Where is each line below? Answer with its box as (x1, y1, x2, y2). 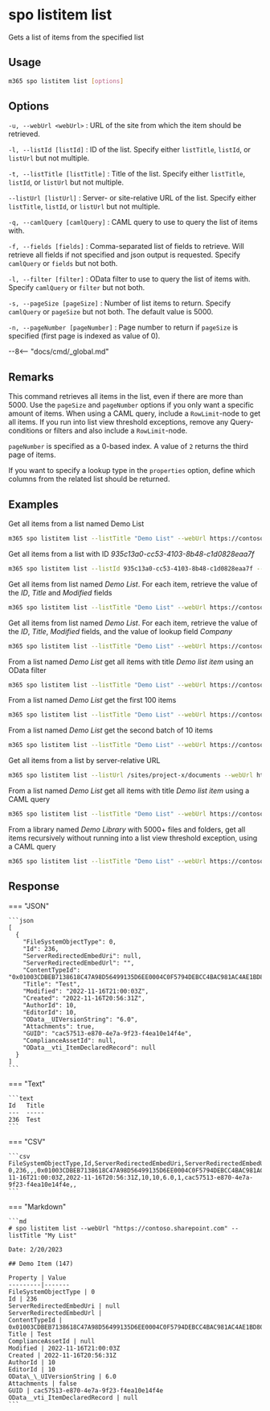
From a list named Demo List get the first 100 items (8, 695, 177, 705)
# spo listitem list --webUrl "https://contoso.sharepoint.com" (8, 1224, 228, 1232)
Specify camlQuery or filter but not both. (8, 283, 145, 293)
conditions (8, 425, 43, 436)
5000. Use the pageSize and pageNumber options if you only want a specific (8, 400, 255, 410)
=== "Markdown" (8, 1201, 67, 1211)
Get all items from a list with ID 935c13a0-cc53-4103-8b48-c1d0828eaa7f (8, 549, 255, 558)
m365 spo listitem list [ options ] (8, 77, 125, 85)
